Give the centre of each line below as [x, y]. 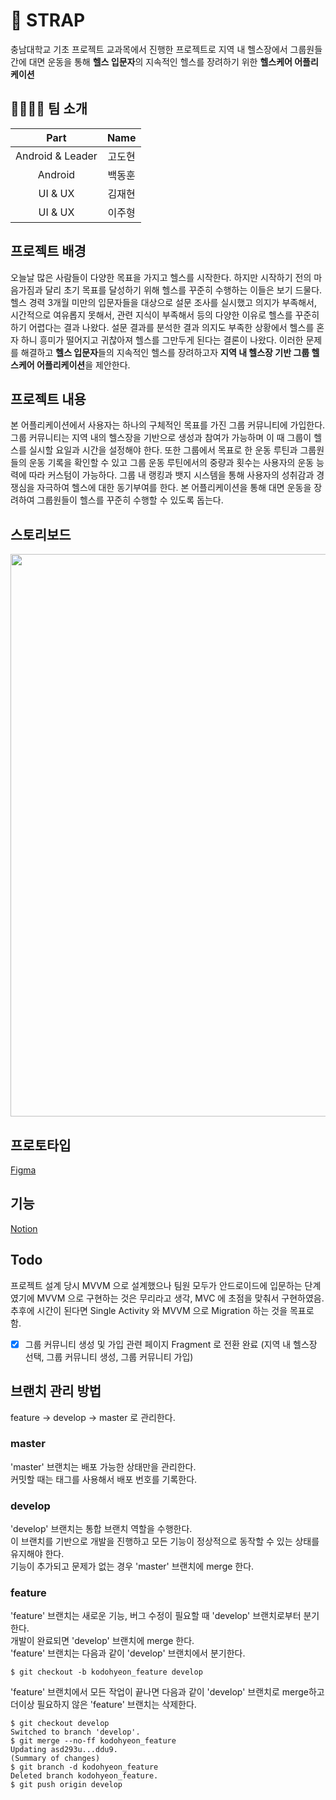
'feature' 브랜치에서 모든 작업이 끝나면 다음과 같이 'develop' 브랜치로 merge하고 [167, 1692]
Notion [24, 1228]
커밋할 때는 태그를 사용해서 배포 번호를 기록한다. [104, 1479]
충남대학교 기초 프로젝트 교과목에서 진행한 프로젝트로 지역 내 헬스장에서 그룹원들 [166, 49]
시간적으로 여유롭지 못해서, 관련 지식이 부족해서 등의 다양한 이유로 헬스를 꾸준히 [165, 315]
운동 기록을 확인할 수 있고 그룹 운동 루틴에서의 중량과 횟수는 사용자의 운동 [171, 463]
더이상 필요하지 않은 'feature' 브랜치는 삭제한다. [103, 1705]
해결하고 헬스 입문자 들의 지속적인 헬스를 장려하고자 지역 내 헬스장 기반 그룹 [165, 352]
